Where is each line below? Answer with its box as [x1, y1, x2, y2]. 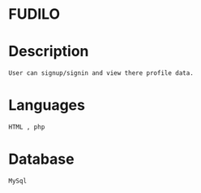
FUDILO [8, 5, 61, 24]
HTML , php [8, 123, 45, 131]
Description [8, 42, 89, 61]
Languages [8, 96, 85, 115]
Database [8, 150, 75, 169]
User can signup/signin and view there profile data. [8, 69, 195, 77]
